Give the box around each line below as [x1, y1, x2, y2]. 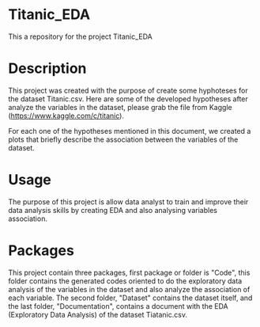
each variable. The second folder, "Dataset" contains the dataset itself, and [8, 293, 253, 302]
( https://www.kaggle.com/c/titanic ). [8, 111, 125, 120]
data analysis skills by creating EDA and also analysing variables [8, 205, 217, 215]
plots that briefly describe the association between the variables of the [8, 135, 239, 144]
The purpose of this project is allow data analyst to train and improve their [8, 196, 249, 207]
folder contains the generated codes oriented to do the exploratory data [8, 276, 243, 286]
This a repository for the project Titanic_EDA [8, 32, 153, 41]
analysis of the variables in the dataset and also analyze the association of [8, 284, 251, 294]
